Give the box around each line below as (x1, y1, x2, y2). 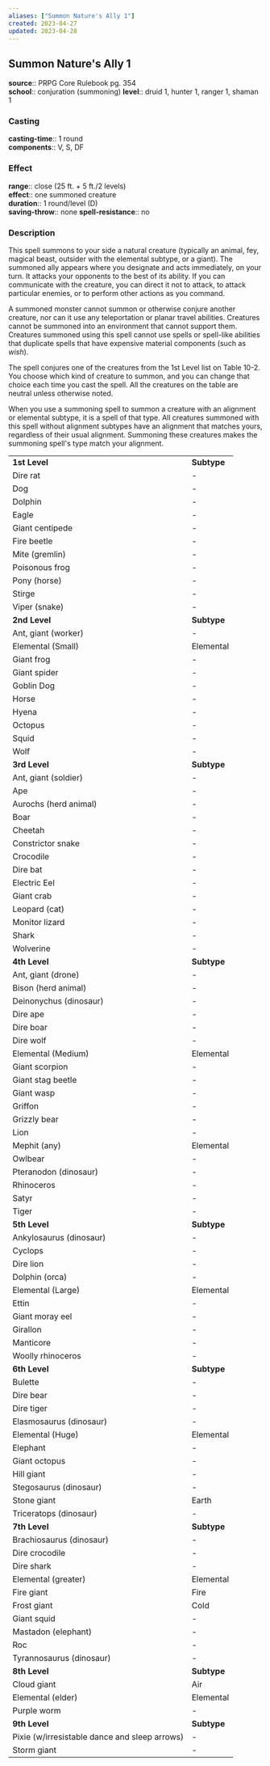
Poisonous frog (12, 562, 70, 573)
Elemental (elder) (12, 1692, 78, 1703)
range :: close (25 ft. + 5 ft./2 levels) (8, 181, 127, 191)
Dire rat (12, 470, 41, 481)
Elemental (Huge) (12, 1429, 79, 1440)
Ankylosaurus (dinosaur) (12, 1232, 106, 1244)
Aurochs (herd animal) (12, 798, 98, 809)
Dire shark (12, 1561, 52, 1572)
